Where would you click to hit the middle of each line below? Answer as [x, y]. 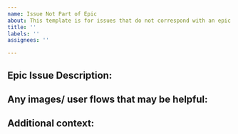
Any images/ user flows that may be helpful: [108, 99]
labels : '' [24, 34]
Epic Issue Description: [60, 75]
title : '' [22, 27]
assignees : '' [29, 40]
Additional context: [51, 124]
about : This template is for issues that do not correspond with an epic [119, 21]
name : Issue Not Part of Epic [52, 14]
